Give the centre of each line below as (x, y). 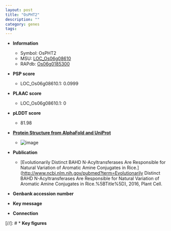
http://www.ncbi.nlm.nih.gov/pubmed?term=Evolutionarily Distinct (91, 173)
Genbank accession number (43, 194)
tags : (11, 29)
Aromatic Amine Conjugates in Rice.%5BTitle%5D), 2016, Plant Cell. (91, 184)
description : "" (22, 19)
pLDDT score (27, 113)
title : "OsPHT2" (22, 15)
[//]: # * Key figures (26, 223)
